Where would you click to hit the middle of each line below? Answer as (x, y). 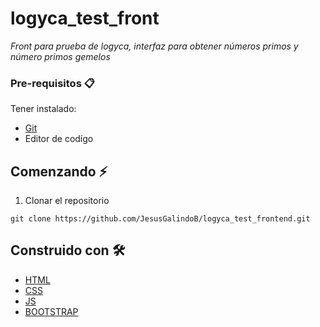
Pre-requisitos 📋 (52, 83)
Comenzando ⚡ (59, 171)
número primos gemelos (60, 56)
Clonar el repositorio (67, 201)
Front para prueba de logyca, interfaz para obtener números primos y (154, 46)
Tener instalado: (43, 109)
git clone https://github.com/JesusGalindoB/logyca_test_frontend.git (160, 219)
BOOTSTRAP (51, 311)
